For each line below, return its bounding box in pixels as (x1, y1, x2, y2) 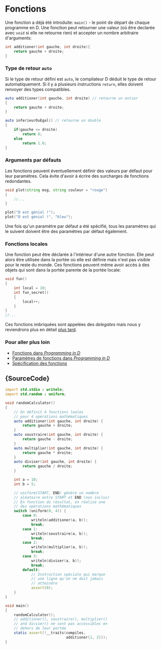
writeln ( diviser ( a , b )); (31, 558, 82, 563)
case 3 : (22, 554, 38, 559)
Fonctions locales (5, 240, 48, 247)
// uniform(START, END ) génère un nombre (14, 490, 99, 495)
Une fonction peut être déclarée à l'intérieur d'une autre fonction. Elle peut (5, 252, 154, 257)
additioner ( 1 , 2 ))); (66, 635, 108, 640)
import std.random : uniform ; (5, 392, 67, 397)
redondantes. (5, 178, 32, 184)
